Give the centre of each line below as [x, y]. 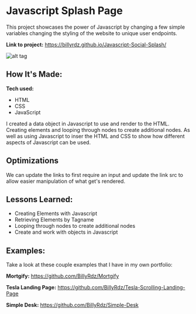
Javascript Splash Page [64, 11]
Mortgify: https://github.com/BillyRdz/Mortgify [63, 276]
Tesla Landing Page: [31, 288]
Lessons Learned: [39, 199]
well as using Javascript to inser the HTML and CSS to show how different [95, 136]
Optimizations [32, 161]
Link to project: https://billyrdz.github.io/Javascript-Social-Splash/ [86, 45]
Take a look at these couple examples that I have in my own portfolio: [89, 265]
